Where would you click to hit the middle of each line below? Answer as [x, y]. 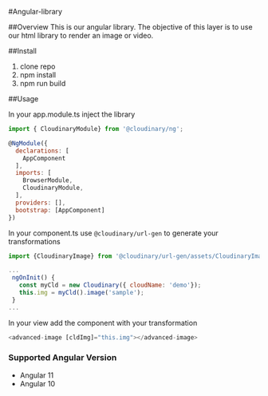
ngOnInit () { [33, 278]
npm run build [43, 83]
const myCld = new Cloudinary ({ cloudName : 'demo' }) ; [110, 285]
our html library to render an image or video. [81, 36]
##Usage [24, 99]
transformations [35, 241]
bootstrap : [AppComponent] [60, 210]
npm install [38, 75]
